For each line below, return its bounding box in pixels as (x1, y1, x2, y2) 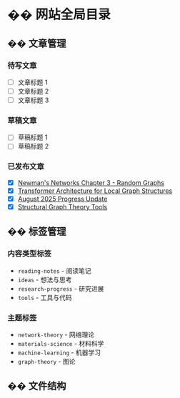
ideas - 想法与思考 (17, 275, 72, 284)
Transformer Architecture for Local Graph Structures (17, 186, 173, 195)
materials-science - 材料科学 (17, 339, 104, 348)
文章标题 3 (17, 96, 49, 104)
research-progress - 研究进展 (17, 284, 104, 293)
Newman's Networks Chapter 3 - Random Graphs (17, 178, 164, 186)
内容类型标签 (7, 249, 52, 259)
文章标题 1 (17, 78, 48, 86)
